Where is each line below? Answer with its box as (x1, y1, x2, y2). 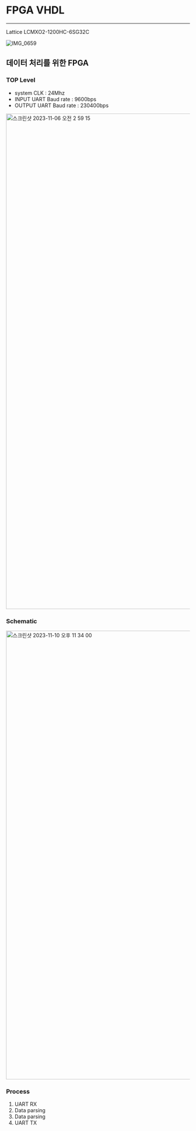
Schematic (6, 617, 37, 625)
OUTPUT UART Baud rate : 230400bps (14, 102, 109, 109)
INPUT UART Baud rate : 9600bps (14, 95, 97, 102)
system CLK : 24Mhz (14, 89, 65, 97)
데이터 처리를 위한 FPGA (6, 58, 89, 68)
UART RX (14, 1101, 37, 1108)
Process (6, 1087, 30, 1095)
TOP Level (6, 76, 36, 84)
